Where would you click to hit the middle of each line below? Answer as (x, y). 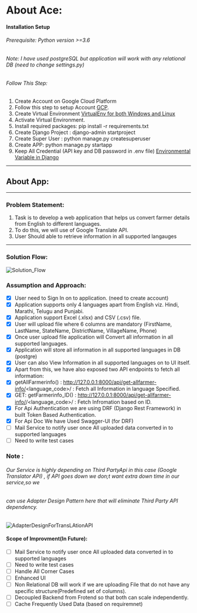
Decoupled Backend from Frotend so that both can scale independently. (101, 598)
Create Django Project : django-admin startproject (75, 132)
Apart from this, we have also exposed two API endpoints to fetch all (97, 369)
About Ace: (34, 10)
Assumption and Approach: (46, 285)
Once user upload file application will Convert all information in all (94, 337)
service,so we (23, 483)
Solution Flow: (27, 257)
